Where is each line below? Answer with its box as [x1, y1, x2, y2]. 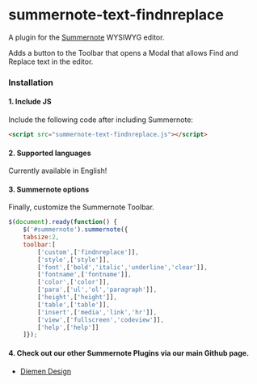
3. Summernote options [8, 184, 90, 194]
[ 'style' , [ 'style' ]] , [37, 255, 111, 264]
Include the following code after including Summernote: [8, 115, 194, 124]
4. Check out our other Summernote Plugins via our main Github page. [8, 348, 249, 357]
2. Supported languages [8, 148, 91, 158]
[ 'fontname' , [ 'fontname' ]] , [37, 271, 132, 279]
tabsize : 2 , [23, 233, 60, 242]
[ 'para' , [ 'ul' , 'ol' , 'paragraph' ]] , [37, 285, 158, 294]
